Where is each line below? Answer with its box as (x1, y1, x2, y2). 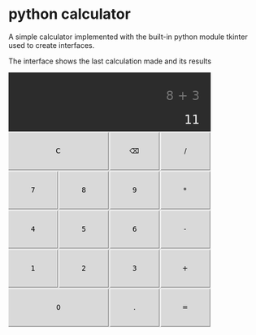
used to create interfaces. (8, 40, 95, 50)
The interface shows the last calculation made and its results (8, 56, 212, 66)
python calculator (8, 5, 132, 24)
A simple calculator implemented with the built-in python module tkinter (8, 32, 248, 41)
